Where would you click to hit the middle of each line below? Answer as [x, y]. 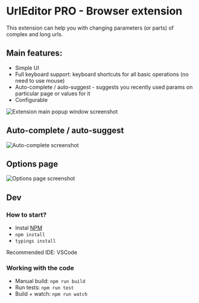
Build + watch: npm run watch [51, 294]
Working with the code [40, 268]
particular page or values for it [52, 93]
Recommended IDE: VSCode [42, 252]
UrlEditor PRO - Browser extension [94, 11]
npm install [30, 235]
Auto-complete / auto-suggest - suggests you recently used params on [104, 87]
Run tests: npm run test [44, 287]
